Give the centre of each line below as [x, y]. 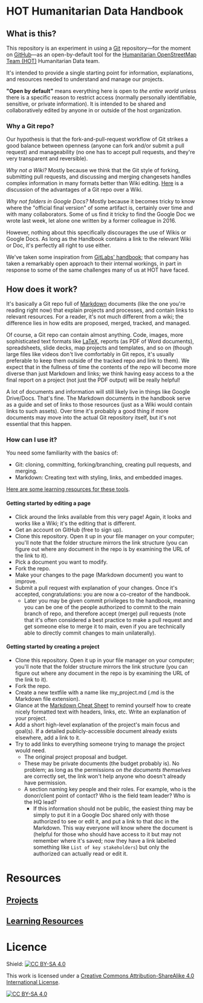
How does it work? [42, 289]
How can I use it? [32, 440]
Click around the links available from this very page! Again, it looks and [103, 516]
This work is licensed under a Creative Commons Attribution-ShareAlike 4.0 [100, 976]
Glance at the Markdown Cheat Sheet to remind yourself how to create [103, 705]
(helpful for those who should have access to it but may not [107, 834]
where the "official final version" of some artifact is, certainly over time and [100, 208]
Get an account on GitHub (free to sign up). [69, 530]
